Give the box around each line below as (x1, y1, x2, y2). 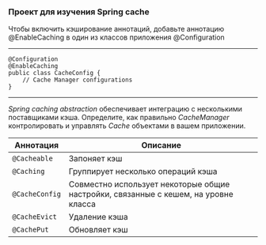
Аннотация (14, 140, 59, 151)
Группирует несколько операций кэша (68, 166, 218, 177)
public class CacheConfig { (8, 70, 101, 77)
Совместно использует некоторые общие (68, 179, 230, 190)
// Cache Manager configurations (22, 76, 133, 85)
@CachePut (12, 225, 49, 235)
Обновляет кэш (68, 224, 128, 236)
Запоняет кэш (68, 153, 123, 164)
